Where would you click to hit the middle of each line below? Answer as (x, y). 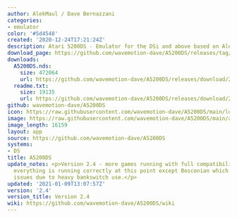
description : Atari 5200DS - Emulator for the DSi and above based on (113, 46)
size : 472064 (39, 72)
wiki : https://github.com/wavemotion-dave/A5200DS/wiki (91, 204)
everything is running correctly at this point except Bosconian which (121, 171)
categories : (25, 20)
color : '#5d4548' (33, 33)
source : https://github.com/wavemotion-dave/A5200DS (86, 138)
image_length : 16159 (38, 125)
